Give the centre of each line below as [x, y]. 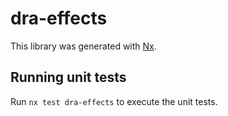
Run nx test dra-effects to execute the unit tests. [114, 101]
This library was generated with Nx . [83, 46]
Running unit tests [68, 77]
